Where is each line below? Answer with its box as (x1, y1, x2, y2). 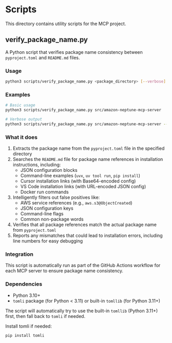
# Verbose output (5, 116, 42, 122)
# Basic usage (5, 103, 36, 108)
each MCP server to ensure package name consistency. (5, 268, 124, 274)
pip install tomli (5, 333, 45, 338)
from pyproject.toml (12, 227, 56, 233)
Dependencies (5, 280, 42, 288)
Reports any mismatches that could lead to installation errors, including (12, 232, 163, 239)
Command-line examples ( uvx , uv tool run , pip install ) (20, 173, 141, 179)
